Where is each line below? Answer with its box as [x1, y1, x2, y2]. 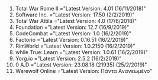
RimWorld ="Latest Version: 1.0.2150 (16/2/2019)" [15, 42, 136, 49]
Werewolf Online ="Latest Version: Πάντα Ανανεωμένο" [15, 68, 153, 74]
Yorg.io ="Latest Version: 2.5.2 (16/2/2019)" [15, 55, 122, 62]
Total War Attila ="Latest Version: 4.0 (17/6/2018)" [15, 18, 137, 24]
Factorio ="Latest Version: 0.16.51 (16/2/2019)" [15, 36, 128, 43]
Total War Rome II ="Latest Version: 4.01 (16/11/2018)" [15, 5, 147, 12]
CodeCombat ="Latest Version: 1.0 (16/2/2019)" [15, 30, 132, 37]
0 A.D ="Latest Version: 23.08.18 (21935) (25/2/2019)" [15, 61, 147, 68]
